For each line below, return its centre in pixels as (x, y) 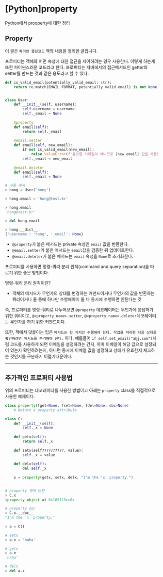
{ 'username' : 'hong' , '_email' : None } (44, 234)
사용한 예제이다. (20, 396)
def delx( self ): (30, 464)
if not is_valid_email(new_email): (58, 150)
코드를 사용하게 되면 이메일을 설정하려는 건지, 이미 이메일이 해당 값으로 (77, 344)
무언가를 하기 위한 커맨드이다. (38, 322)
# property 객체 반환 (25, 491)
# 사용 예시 (15, 185)
